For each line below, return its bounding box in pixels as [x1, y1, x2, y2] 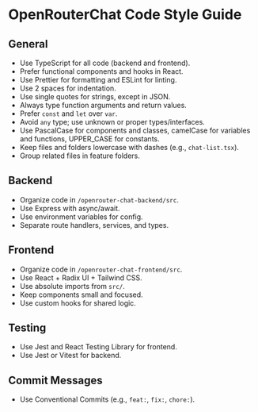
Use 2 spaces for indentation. [19, 83, 116, 93]
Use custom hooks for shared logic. [19, 298, 136, 307]
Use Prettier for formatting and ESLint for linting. [19, 75, 177, 84]
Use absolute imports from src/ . [19, 281, 125, 291]
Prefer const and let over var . [19, 109, 118, 118]
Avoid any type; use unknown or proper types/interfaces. [19, 117, 206, 126]
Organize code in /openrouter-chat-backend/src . [19, 194, 180, 204]
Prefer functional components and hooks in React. [19, 67, 184, 76]
